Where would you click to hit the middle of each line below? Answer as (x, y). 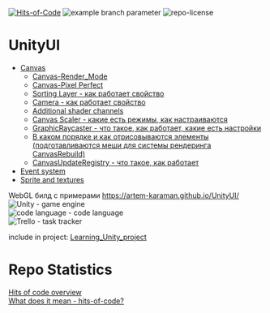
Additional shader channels (78, 110)
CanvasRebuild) (59, 153)
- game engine (60, 204)
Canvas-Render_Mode (70, 76)
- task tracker (60, 221)
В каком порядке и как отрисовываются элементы (120, 136)
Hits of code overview (45, 292)
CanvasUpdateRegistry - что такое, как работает (116, 162)
